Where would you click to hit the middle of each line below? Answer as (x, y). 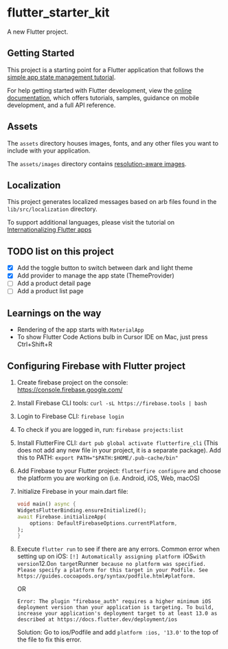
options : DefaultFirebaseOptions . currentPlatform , (104, 523)
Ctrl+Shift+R (35, 344)
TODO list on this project (61, 251)
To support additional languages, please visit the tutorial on (91, 223)
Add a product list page (50, 291)
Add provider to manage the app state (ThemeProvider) (95, 275)
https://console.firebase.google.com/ (70, 390)
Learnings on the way (54, 313)
